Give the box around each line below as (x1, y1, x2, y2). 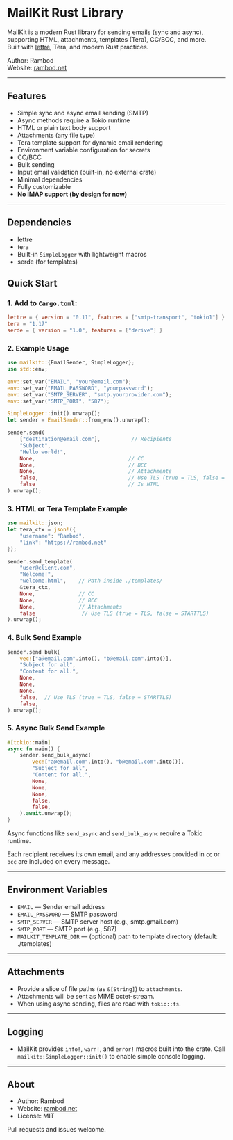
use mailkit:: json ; (7, 520, 64, 527)
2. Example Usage (7, 343, 69, 353)
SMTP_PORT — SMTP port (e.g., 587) (17, 924, 117, 933)
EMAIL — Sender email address (17, 902, 105, 910)
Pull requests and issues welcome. (7, 1125, 106, 1134)
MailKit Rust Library (7, 5, 123, 21)
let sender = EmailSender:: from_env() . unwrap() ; (7, 417, 150, 424)
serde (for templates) (17, 257, 78, 266)
